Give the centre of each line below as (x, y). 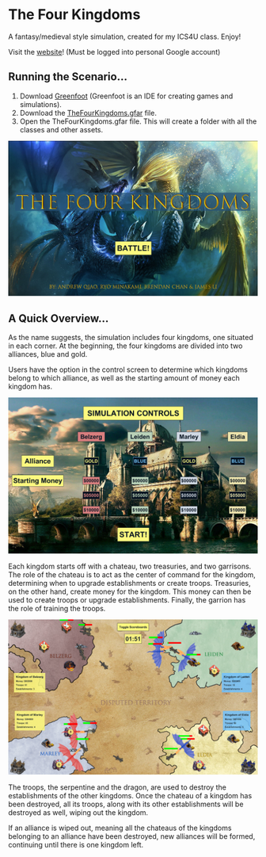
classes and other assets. (61, 129)
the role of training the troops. (57, 608)
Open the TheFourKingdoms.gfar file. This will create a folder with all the (138, 121)
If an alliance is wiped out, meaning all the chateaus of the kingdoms (120, 828)
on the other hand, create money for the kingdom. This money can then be (130, 591)
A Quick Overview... (59, 318)
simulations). (40, 104)
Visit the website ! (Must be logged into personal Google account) (114, 52)
